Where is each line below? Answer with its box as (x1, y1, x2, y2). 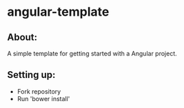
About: (7, 31, 38, 43)
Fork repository (17, 87, 61, 96)
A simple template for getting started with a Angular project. (7, 49, 177, 57)
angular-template (7, 4, 110, 20)
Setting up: (7, 69, 56, 81)
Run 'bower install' (17, 94, 70, 103)
